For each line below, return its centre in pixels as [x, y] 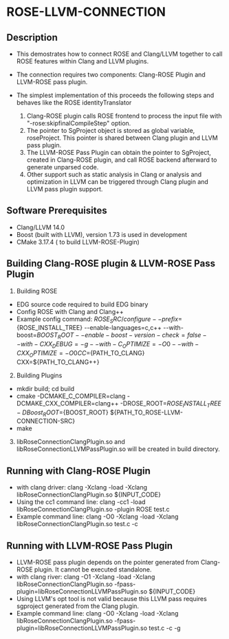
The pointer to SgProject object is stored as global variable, [111, 130]
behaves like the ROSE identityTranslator [74, 103]
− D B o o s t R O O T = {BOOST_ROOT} [63, 413]
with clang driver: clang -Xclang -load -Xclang [82, 488]
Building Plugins [39, 375]
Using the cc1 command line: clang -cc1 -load [81, 502]
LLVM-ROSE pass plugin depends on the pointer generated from [108, 563]
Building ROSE [37, 291]
